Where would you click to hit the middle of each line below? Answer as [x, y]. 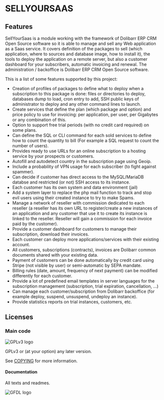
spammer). [23, 172]
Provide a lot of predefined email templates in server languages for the [83, 281]
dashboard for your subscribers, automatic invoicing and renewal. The [76, 64]
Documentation [21, 372]
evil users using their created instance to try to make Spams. [73, 198]
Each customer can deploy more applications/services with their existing [85, 239]
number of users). [30, 146]
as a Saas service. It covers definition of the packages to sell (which [74, 49]
